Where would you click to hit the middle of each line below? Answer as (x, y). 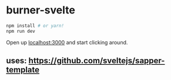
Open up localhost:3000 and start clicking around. (67, 42)
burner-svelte (41, 10)
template (23, 70)
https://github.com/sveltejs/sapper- (97, 61)
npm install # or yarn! (35, 26)
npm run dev (21, 31)
